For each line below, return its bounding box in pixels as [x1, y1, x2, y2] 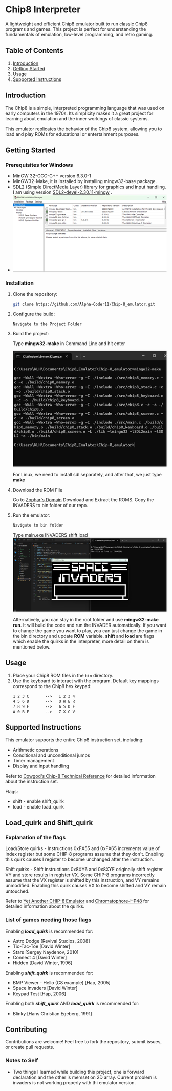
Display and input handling [12, 763, 69, 769]
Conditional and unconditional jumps [12, 752, 91, 758]
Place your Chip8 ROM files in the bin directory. [12, 672, 114, 678]
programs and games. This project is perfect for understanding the [5, 26, 146, 32]
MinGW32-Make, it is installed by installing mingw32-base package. [12, 178, 157, 185]
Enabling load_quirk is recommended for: [5, 928, 93, 934]
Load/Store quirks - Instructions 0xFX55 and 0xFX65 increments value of [5, 845, 160, 852]
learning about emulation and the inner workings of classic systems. [5, 115, 149, 122]
